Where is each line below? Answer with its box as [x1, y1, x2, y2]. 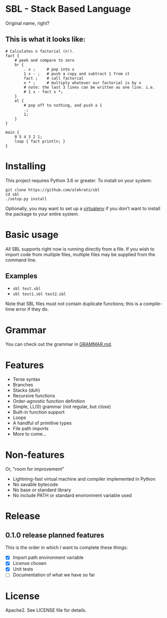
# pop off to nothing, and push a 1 [24, 102, 102, 108]
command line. [5, 257, 37, 263]
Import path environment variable [12, 554, 84, 561]
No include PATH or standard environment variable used [12, 492, 132, 499]
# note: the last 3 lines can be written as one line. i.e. [24, 84, 155, 90]
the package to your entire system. [5, 210, 80, 217]
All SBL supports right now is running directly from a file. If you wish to [5, 245, 155, 252]
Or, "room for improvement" [5, 466, 64, 472]
